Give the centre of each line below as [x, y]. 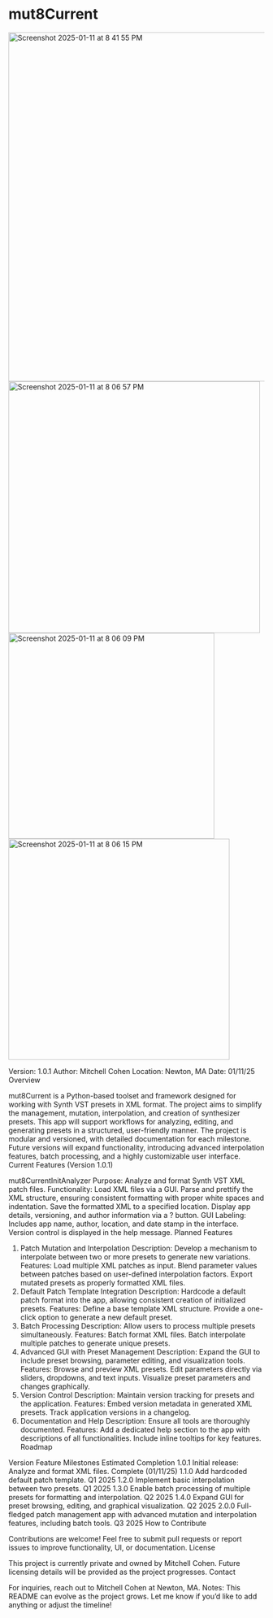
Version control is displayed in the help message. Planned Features [121, 1232]
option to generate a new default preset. [105, 1317]
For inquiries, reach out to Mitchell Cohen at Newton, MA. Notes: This [125, 1587]
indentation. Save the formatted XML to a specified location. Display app [130, 1206]
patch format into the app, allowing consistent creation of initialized [133, 1300]
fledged [22, 1514]
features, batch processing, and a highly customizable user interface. [125, 1156]
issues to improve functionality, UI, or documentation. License [112, 1547]
